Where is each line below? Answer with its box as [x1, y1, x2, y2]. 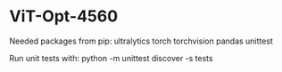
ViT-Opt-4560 [9, 6, 119, 27]
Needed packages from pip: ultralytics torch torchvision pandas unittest [9, 36, 274, 46]
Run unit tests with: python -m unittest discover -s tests [9, 52, 213, 63]
